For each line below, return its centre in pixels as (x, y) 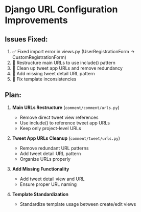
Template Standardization (40, 194)
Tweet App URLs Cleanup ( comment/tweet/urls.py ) (66, 138)
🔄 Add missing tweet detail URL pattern (53, 73)
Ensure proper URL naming (48, 184)
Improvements (36, 20)
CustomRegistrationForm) (39, 57)
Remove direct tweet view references (59, 117)
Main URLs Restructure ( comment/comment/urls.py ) (66, 107)
